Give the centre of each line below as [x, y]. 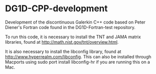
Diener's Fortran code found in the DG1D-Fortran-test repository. [70, 27]
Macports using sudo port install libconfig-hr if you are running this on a [78, 62]
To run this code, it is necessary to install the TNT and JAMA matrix [73, 37]
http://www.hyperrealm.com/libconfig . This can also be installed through [78, 56]
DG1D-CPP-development [56, 9]
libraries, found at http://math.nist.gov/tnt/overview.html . [62, 42]
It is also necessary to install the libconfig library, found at [63, 51]
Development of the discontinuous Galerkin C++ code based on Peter [75, 22]
